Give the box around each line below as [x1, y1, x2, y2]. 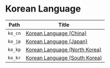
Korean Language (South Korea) [25, 54, 102, 61]
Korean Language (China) [25, 30, 87, 37]
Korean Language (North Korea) [25, 46, 102, 53]
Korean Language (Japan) [25, 38, 88, 45]
